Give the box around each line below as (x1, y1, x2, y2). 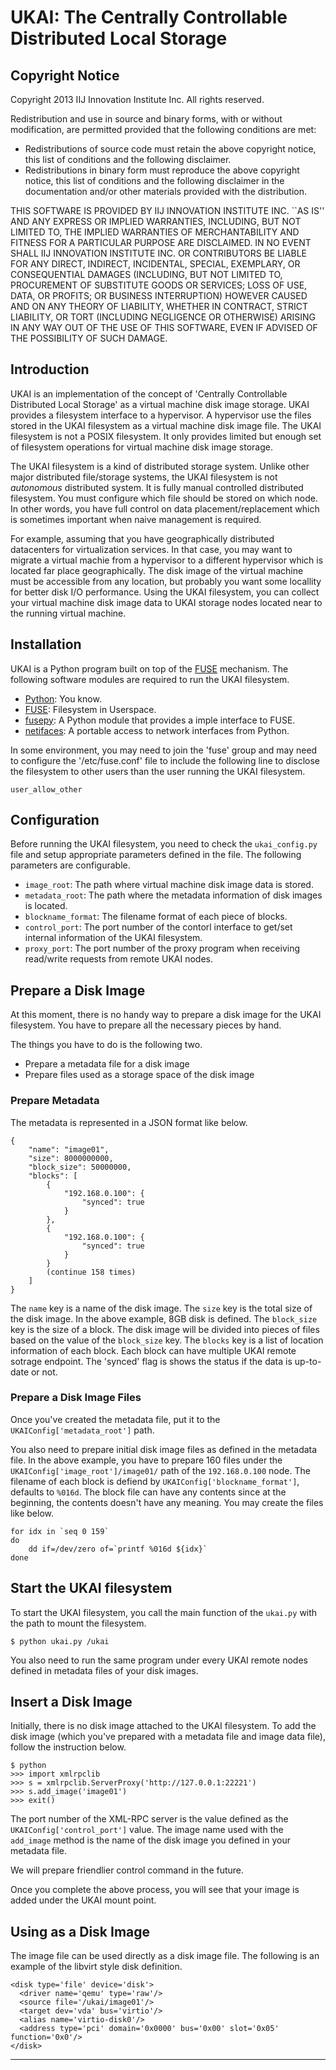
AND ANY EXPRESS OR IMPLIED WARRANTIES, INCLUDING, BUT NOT (10, 216, 302, 227)
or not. (30, 1366, 58, 1378)
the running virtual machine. (10, 607, 127, 619)
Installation (10, 636, 82, 653)
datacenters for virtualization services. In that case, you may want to (10, 543, 293, 555)
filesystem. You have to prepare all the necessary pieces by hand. (10, 1019, 282, 1031)
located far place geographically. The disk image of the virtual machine (10, 564, 304, 576)
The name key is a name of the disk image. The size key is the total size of (10, 1302, 313, 1314)
